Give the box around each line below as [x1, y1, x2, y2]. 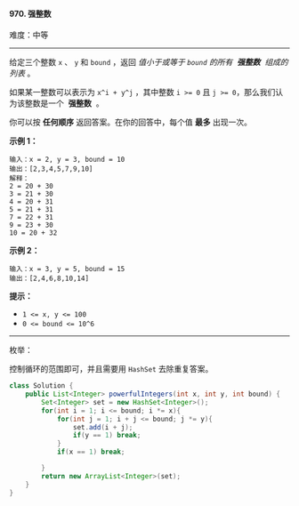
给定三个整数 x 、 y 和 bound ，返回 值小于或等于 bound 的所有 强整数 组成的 [9, 57, 289, 68]
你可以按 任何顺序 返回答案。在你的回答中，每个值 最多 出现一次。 [9, 116, 252, 128]
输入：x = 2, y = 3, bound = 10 [9, 156, 125, 165]
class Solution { [9, 382, 74, 390]
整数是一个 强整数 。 [24, 98, 104, 108]
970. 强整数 [9, 8, 52, 19]
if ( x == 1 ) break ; [56, 447, 125, 457]
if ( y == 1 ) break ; [72, 431, 141, 440]
